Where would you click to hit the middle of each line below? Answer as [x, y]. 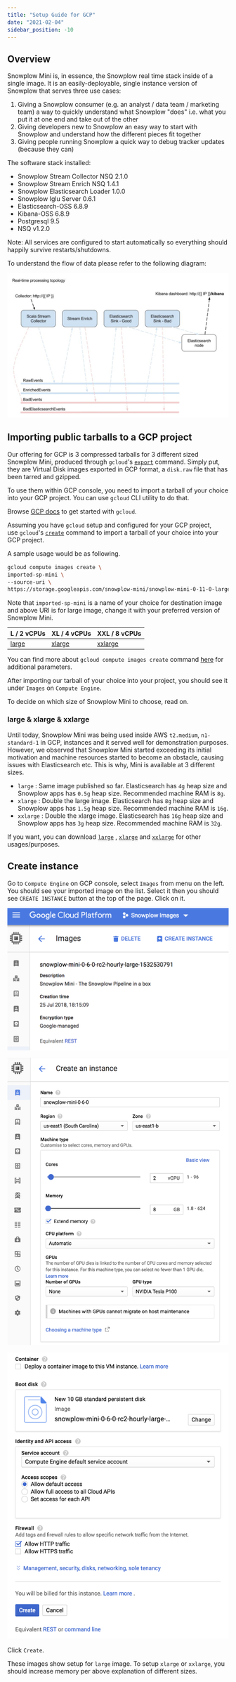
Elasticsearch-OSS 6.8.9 [53, 207]
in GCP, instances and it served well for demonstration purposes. [135, 742]
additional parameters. [40, 667]
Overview [29, 59]
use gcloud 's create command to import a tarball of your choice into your [113, 532]
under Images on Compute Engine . [54, 688]
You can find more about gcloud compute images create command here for [115, 659]
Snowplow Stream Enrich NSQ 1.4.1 [68, 184]
